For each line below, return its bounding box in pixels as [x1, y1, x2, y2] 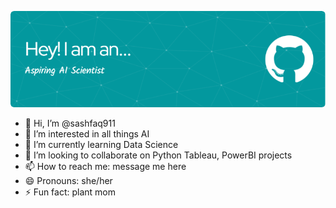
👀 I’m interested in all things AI [24, 127, 150, 140]
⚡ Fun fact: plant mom [24, 186, 117, 198]
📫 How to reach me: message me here [24, 160, 187, 172]
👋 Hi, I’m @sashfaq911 [24, 117, 116, 129]
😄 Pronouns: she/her [24, 174, 113, 186]
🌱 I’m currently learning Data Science [24, 138, 179, 150]
